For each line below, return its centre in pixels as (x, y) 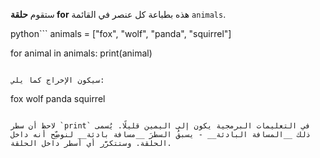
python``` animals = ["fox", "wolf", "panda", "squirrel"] (121, 33)
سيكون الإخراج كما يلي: (57, 80)
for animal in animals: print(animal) (81, 53)
